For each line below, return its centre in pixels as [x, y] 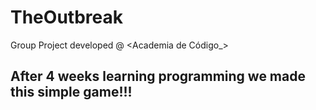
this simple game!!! [71, 92]
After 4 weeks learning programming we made [158, 76]
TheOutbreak [66, 17]
